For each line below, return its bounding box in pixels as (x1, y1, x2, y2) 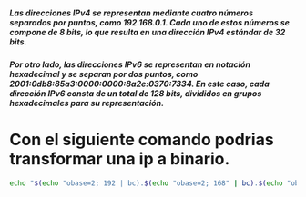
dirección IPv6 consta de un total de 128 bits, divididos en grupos (9, 87, 262, 99)
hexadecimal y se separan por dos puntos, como (9, 68, 199, 79)
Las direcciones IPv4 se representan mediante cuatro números (9, 7, 253, 18)
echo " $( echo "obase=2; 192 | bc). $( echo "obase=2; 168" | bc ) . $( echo (9, 178, 283, 188)
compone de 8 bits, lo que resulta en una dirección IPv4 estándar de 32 (9, 26, 286, 37)
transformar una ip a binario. (9, 149, 230, 170)
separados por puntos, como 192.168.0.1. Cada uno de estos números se (9, 16, 290, 27)
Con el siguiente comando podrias (9, 130, 275, 150)
